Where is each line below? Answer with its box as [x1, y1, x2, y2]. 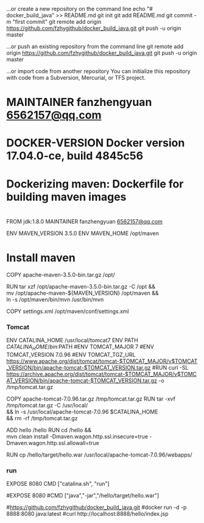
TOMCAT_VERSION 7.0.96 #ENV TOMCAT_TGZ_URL [6, 351, 136, 358]
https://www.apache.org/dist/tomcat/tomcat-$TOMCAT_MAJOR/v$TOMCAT [6, 357, 198, 365]
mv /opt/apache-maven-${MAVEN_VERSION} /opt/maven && [6, 289, 159, 297]
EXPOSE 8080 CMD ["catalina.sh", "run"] [6, 480, 110, 488]
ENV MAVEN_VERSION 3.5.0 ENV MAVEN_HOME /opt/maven [6, 230, 160, 237]
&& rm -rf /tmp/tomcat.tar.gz [6, 414, 78, 422]
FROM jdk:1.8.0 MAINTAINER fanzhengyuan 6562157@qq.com [6, 217, 163, 225]
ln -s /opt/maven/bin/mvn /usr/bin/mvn [6, 295, 104, 303]
